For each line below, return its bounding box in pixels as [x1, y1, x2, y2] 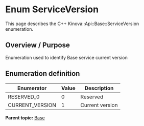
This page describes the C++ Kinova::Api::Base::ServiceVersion [5, 20, 139, 27]
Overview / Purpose [5, 41, 70, 50]
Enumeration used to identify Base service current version [5, 54, 128, 60]
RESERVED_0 [8, 93, 40, 100]
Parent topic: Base [5, 114, 45, 121]
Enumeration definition [5, 69, 80, 78]
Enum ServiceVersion [5, 4, 99, 15]
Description [84, 85, 114, 92]
